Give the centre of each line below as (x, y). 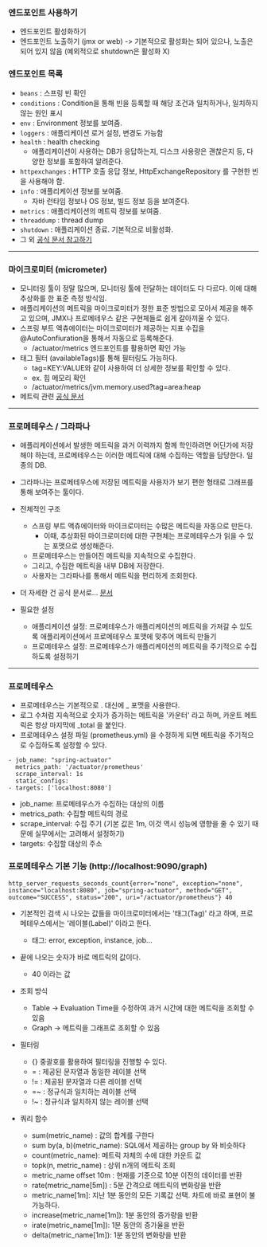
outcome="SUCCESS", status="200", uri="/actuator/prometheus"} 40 (120, 897)
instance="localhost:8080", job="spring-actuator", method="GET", (120, 890)
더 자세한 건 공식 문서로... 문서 (66, 593)
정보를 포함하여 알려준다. (85, 161)
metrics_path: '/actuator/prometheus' (80, 767)
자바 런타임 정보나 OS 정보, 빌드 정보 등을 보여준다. (110, 201)
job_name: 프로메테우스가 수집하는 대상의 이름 (92, 804)
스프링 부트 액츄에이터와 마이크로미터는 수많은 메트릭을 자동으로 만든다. (142, 526)
